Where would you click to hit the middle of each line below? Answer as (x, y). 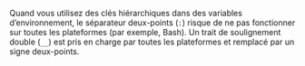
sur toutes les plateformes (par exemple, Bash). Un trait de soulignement (145, 32)
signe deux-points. (44, 52)
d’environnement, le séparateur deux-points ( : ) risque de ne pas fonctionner (152, 23)
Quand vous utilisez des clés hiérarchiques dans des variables (126, 13)
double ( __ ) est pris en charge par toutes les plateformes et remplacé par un (152, 42)
